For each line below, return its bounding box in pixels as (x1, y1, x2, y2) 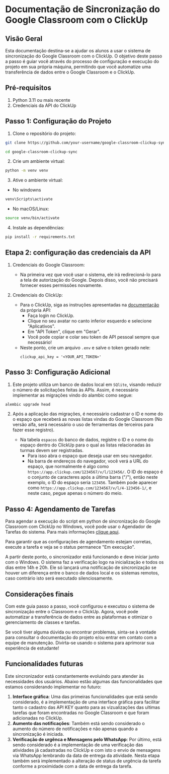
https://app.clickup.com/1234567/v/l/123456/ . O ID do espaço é (27, 469, 163, 475)
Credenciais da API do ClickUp (12, 102, 76, 108)
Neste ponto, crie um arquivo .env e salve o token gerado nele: (20, 344, 151, 351)
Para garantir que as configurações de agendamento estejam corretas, (5, 539, 152, 545)
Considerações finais (5, 590, 74, 598)
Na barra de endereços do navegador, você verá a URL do (27, 458, 148, 464)
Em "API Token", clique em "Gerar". (27, 329, 101, 335)
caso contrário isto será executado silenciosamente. (5, 575, 114, 582)
